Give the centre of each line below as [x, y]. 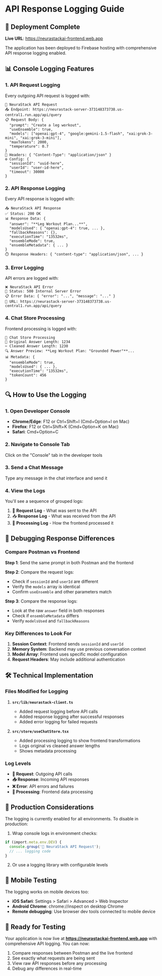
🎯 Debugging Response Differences [60, 538]
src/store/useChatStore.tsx [40, 731]
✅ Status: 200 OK [23, 214]
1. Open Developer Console [38, 411]
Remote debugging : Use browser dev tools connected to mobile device [84, 912]
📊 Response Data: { [25, 218]
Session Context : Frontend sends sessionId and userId [68, 644]
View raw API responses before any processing [59, 963]
